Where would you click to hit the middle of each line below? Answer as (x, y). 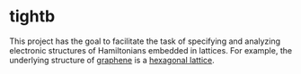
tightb (32, 16)
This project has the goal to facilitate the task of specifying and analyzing (145, 41)
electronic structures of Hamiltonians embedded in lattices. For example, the (151, 50)
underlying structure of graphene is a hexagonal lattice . (112, 60)
